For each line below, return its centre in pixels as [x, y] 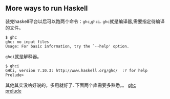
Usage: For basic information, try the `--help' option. [67, 46]
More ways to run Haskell [47, 8]
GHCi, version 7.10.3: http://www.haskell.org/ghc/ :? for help [76, 70]
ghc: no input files [27, 42]
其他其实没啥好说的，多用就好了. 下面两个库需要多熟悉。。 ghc [71, 85]
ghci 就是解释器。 [24, 56]
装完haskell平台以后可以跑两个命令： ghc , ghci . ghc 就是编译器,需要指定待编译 [85, 21]
